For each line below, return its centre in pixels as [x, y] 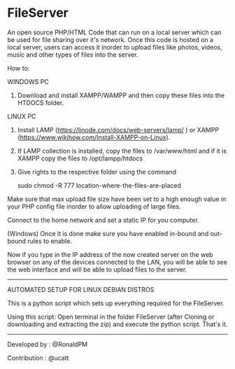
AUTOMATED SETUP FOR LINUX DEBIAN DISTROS [81, 289]
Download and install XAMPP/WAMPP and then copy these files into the [121, 95]
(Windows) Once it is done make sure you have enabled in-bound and [108, 233]
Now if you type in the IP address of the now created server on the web [110, 254]
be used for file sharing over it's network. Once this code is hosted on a [111, 39]
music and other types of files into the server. [73, 55]
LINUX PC [22, 116]
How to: [19, 68]
